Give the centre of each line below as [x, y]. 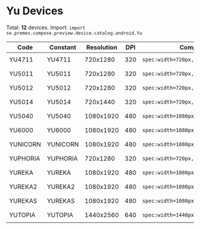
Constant [63, 47]
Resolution [102, 47]
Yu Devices [35, 11]
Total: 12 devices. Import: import [46, 27]
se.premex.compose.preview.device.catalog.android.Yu [74, 33]
